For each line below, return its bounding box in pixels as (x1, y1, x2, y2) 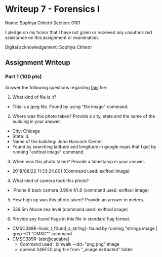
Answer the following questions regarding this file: (5, 84, 108, 90)
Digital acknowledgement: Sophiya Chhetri (5, 44, 92, 50)
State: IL (12, 133, 30, 139)
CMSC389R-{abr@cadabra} (12, 236, 70, 242)
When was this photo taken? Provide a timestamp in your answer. (12, 158, 146, 164)
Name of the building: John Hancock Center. (12, 138, 103, 144)
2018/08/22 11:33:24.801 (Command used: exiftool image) (12, 168, 130, 174)
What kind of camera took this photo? (12, 178, 89, 184)
